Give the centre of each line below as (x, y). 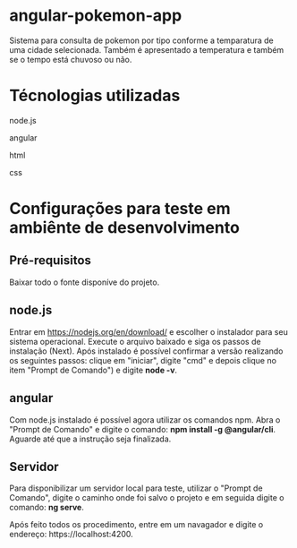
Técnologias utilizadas (95, 96)
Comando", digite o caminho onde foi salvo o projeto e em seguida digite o (147, 498)
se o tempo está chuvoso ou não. (71, 59)
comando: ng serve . (47, 508)
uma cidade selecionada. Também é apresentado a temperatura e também (147, 49)
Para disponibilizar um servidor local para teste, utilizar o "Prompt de (136, 488)
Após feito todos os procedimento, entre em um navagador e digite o (136, 525)
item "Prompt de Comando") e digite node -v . (93, 370)
